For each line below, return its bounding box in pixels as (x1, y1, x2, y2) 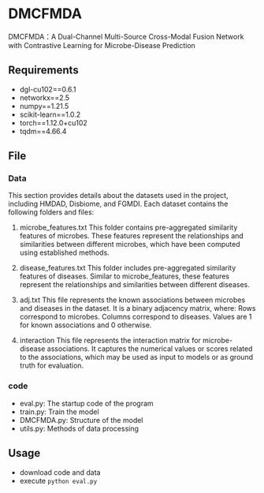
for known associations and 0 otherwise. (19, 320, 152, 330)
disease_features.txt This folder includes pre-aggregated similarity (19, 263, 236, 273)
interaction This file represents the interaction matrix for (19, 336, 201, 345)
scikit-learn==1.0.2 (19, 110, 81, 119)
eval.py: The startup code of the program (19, 398, 154, 408)
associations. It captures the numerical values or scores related (46, 344, 253, 353)
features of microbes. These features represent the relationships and (19, 231, 244, 241)
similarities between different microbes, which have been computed (19, 240, 240, 249)
